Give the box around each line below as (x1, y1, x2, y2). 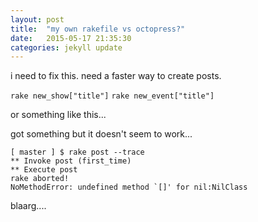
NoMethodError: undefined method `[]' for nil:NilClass (10, 182, 248, 193)
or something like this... (10, 109, 107, 121)
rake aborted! (10, 174, 70, 184)
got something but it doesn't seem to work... (10, 128, 193, 140)
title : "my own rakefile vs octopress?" (10, 24, 186, 34)
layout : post (10, 14, 65, 25)
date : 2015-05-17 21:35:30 (10, 33, 132, 43)
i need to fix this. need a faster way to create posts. (10, 70, 222, 82)
